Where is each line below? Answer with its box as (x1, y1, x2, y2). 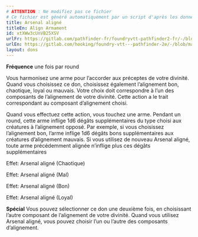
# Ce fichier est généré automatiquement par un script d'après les (6, 14, 178, 20)
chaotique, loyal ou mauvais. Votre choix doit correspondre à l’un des (6, 86, 174, 94)
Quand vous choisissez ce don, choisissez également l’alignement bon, (6, 81, 179, 88)
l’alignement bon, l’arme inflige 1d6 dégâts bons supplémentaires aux (6, 129, 174, 136)
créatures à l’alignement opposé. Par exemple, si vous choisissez (6, 123, 164, 130)
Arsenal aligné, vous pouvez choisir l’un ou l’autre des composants (6, 218, 168, 225)
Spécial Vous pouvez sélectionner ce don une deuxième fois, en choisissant (6, 205, 192, 212)
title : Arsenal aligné (6, 19, 62, 25)
